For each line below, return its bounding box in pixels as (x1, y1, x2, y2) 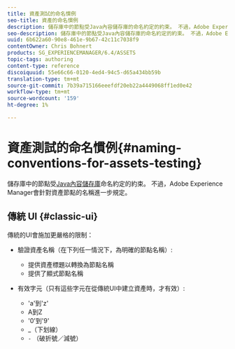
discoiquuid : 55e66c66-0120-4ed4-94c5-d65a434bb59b (7, 69, 161, 76)
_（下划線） (27, 325, 62, 334)
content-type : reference (7, 62, 80, 69)
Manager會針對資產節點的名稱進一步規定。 (7, 188, 131, 196)
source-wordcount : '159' (7, 95, 80, 102)
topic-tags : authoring (7, 56, 73, 63)
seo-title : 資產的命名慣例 (7, 17, 79, 24)
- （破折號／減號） (27, 334, 83, 342)
